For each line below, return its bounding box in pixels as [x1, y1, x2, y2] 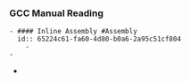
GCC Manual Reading [9, 7, 104, 19]
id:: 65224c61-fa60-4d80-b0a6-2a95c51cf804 [17, 34, 181, 44]
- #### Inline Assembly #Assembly [9, 27, 138, 36]
